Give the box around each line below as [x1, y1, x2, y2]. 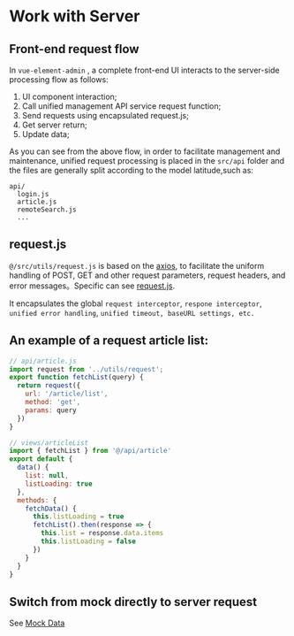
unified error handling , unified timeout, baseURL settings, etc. [9, 307, 255, 318]
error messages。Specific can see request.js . [9, 280, 176, 291]
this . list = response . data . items [41, 529, 164, 538]
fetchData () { [25, 504, 77, 513]
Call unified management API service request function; [21, 101, 222, 111]
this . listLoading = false [41, 537, 137, 546]
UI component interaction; [21, 91, 117, 102]
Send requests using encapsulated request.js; [21, 111, 190, 120]
